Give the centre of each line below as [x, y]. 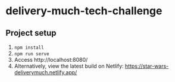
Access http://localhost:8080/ [51, 60]
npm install [29, 48]
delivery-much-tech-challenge [84, 11]
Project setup [31, 33]
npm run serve [32, 54]
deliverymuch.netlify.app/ [46, 72]
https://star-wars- [147, 66]
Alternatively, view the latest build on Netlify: [69, 66]
